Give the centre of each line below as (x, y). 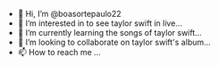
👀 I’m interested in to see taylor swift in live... (100, 23)
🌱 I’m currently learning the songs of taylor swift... (110, 33)
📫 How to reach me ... (59, 52)
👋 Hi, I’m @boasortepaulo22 (70, 14)
